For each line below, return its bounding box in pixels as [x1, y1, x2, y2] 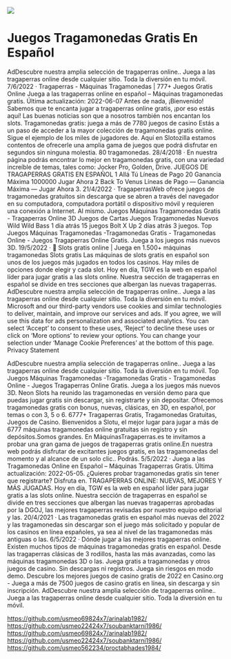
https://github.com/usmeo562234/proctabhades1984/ [7, 643, 161, 651]
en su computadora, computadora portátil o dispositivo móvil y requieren [7, 199, 214, 207]
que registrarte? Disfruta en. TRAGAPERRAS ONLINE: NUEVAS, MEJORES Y [7, 476, 223, 485]
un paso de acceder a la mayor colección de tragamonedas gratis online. [7, 126, 215, 134]
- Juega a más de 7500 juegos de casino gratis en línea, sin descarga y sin [7, 579, 220, 587]
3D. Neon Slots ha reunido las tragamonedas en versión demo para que [7, 388, 210, 396]
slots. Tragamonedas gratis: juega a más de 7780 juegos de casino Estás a [7, 119, 219, 127]
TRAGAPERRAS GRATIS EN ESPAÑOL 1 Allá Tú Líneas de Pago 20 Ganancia [7, 170, 222, 179]
